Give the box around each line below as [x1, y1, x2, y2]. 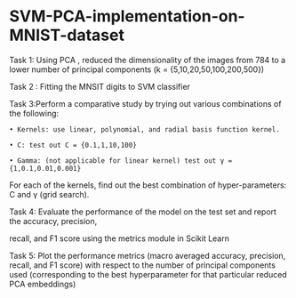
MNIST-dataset [9, 25, 124, 45]
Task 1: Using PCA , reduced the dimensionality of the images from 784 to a [9, 54, 286, 65]
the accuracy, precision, [9, 215, 98, 226]
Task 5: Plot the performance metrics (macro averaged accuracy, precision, [9, 250, 286, 261]
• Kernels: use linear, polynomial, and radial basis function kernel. [9, 125, 280, 134]
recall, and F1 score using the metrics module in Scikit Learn [9, 233, 229, 244]
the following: [9, 108, 60, 118]
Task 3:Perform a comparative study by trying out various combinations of [9, 98, 282, 109]
